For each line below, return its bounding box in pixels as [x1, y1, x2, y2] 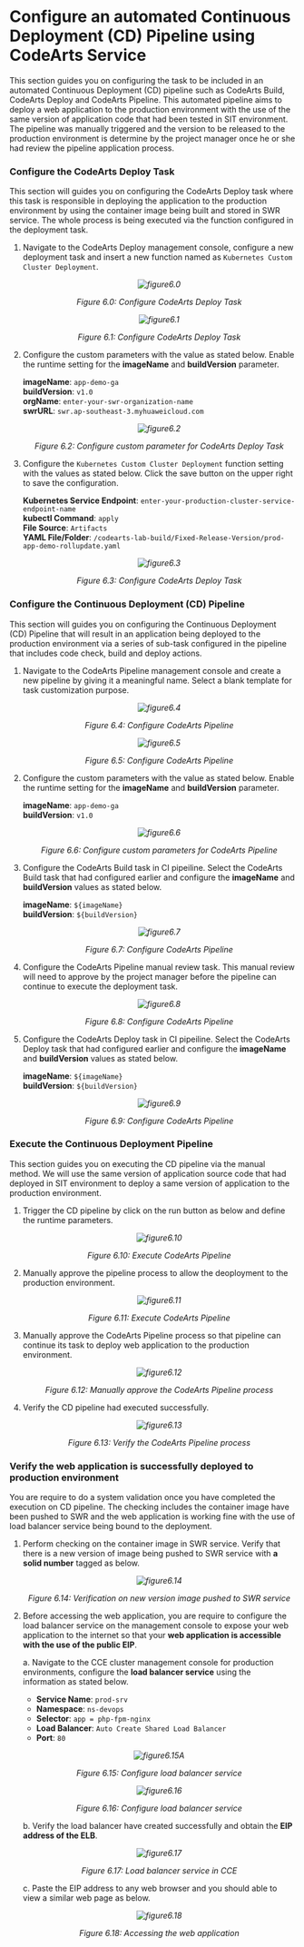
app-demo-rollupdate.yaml [22, 542, 121, 551]
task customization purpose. [22, 684, 130, 696]
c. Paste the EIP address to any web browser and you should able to [22, 1883, 278, 1894]
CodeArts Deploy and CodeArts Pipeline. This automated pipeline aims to [9, 94, 283, 105]
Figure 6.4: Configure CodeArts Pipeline [84, 719, 234, 730]
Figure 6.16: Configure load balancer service [75, 1803, 243, 1814]
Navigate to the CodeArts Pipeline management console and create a [22, 665, 281, 676]
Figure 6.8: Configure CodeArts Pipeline [84, 1015, 234, 1027]
